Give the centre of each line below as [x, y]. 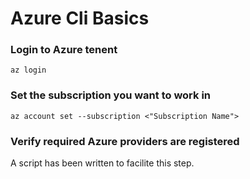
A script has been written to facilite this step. [102, 163]
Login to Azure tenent [64, 50]
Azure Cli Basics [80, 18]
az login [28, 70]
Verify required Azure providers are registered [125, 141]
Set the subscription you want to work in [111, 95]
